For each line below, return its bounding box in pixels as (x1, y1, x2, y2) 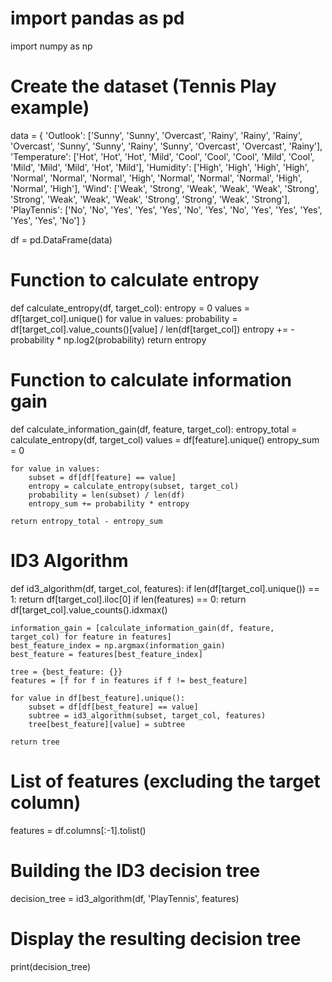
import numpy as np (10, 40, 93, 52)
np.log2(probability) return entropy (63, 333, 207, 346)
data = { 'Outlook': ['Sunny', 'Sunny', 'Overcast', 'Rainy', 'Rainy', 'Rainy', (10, 129, 303, 141)
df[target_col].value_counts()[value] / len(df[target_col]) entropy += (10, 323, 289, 335)
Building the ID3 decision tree (10, 859, 261, 882)
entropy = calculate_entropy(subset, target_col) (28, 481, 240, 491)
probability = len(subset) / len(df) (28, 490, 186, 500)
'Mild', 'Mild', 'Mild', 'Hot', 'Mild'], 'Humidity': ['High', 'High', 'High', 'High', (10, 161, 310, 173)
